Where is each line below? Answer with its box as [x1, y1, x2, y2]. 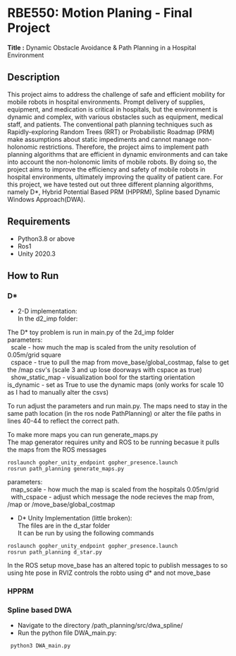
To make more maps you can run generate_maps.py [7, 431, 159, 439]
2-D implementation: [17, 307, 77, 316]
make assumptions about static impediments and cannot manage [7, 135, 197, 143]
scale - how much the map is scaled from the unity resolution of [10, 343, 197, 352]
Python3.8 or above [17, 234, 75, 243]
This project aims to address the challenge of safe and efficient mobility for [7, 90, 225, 98]
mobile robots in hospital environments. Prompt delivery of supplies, [7, 97, 206, 106]
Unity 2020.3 [17, 249, 56, 258]
